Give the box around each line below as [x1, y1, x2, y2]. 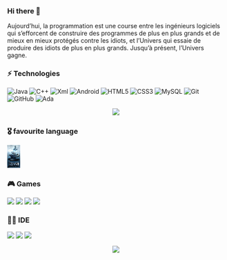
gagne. [7, 51, 28, 59]
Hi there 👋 [7, 6, 41, 16]
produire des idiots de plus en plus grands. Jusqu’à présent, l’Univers [7, 44, 205, 52]
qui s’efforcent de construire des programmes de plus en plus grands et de [7, 29, 220, 37]
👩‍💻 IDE [7, 215, 30, 225]
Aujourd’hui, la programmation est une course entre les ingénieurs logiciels [7, 22, 221, 30]
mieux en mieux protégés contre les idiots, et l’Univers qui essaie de [7, 37, 201, 45]
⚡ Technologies [7, 69, 61, 79]
